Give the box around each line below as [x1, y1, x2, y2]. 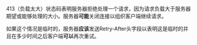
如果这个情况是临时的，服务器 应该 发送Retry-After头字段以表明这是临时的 [6, 25, 183, 32]
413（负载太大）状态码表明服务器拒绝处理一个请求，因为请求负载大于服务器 [6, 5, 191, 12]
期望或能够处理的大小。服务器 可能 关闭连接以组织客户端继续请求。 [6, 12, 167, 20]
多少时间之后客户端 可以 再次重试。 [16, 33, 99, 40]
